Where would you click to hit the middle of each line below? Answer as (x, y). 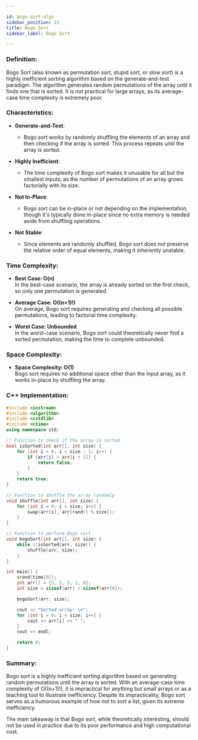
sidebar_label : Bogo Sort (38, 33)
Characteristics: (30, 113)
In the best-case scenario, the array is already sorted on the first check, (102, 285)
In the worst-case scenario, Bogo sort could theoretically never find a (99, 333)
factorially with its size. (51, 185)
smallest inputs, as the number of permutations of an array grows (103, 179)
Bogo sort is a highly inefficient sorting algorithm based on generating (91, 676)
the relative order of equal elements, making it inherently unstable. (104, 250)
